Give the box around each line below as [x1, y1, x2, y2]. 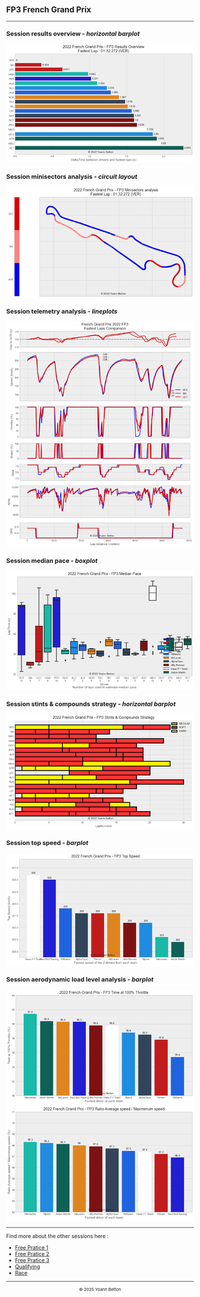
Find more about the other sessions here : [6, 1233, 109, 1240]
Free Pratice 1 [14, 1244, 49, 1251]
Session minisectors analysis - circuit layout [6, 173, 137, 181]
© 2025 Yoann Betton [79, 1286, 121, 1293]
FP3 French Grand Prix [6, 5, 92, 15]
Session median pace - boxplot [6, 557, 98, 565]
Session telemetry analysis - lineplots [6, 307, 118, 315]
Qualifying [14, 1263, 40, 1270]
